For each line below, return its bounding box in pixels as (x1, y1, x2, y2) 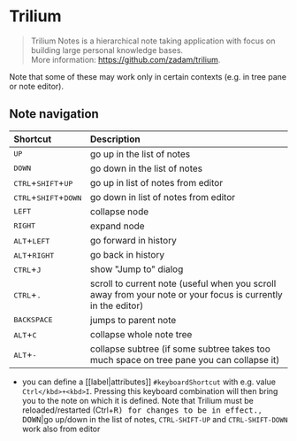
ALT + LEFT (13, 234, 50, 246)
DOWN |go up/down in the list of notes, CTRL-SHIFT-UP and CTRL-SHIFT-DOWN (21, 414, 288, 424)
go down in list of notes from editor (89, 190, 236, 203)
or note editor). (9, 81, 65, 91)
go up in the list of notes (89, 148, 191, 160)
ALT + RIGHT (13, 248, 55, 260)
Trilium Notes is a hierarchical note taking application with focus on (30, 35, 276, 46)
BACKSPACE (13, 315, 53, 325)
